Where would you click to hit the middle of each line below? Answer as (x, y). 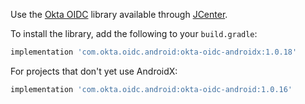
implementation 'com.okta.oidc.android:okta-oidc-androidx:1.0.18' (154, 52)
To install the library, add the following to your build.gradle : (134, 33)
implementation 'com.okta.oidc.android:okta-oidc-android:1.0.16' (151, 89)
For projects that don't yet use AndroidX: (94, 71)
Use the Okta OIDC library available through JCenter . (119, 14)
